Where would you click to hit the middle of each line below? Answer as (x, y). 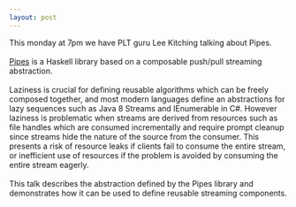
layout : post (33, 17)
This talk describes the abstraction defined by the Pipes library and (131, 183)
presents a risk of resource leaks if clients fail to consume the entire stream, (147, 146)
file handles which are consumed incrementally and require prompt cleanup (147, 127)
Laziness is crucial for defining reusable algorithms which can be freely (139, 89)
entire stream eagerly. (49, 165)
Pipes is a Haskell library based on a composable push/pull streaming (136, 61)
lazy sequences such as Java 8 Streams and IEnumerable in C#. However (143, 108)
